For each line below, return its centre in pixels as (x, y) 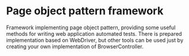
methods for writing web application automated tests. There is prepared (94, 33)
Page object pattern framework (85, 11)
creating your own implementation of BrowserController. (75, 46)
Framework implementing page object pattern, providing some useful (91, 27)
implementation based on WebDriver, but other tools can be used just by (95, 40)
